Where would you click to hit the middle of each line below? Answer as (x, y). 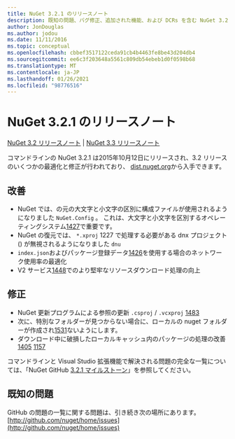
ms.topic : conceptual (39, 46)
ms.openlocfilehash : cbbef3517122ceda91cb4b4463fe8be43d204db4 (101, 53)
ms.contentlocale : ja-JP (43, 72)
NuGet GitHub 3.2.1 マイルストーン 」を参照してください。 (112, 370)
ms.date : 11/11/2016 (37, 40)
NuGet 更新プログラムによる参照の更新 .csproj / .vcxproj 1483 (108, 312)
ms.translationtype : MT (42, 66)
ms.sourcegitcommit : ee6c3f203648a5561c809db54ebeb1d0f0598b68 (101, 60)
